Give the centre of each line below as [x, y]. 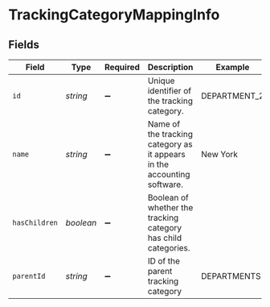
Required [122, 67]
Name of [164, 124]
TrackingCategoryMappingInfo [114, 15]
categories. [169, 248]
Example [233, 67]
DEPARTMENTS [231, 276]
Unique [161, 81]
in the [158, 164]
